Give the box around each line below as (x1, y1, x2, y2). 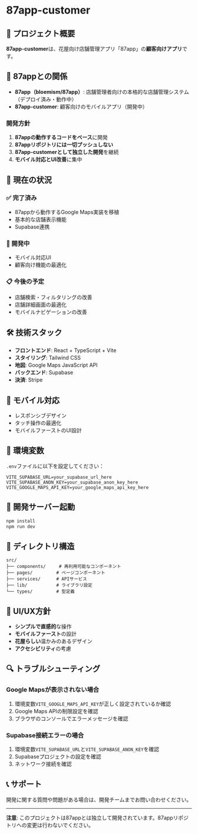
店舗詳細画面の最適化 (14, 301, 67, 308)
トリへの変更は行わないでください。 (6, 821, 94, 829)
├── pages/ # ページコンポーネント (6, 570, 106, 576)
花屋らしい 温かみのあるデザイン (14, 638, 93, 645)
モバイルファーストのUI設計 (14, 427, 82, 434)
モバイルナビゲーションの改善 (14, 308, 87, 316)
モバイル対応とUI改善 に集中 (14, 156, 82, 163)
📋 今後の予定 (6, 278, 44, 286)
